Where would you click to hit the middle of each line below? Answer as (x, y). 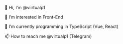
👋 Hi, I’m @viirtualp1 (25, 8)
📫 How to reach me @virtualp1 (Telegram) (48, 36)
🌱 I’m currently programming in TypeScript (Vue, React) (62, 26)
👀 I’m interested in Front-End (34, 17)
